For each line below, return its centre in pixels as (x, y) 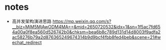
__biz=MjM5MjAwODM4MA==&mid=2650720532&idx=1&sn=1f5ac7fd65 (86, 26)
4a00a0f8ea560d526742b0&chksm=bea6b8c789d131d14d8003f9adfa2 (86, 32)
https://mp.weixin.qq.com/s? (82, 21)
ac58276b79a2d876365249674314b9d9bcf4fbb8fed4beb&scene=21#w (86, 37)
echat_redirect (27, 42)
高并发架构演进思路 (32, 21)
